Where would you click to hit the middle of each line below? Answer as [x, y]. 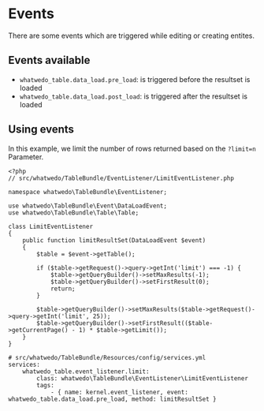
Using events [41, 130]
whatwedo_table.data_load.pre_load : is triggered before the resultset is [135, 79]
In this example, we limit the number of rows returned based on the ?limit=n [132, 148]
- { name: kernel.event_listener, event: [119, 392]
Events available [49, 60]
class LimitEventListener [50, 226]
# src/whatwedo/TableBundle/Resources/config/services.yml [107, 357]
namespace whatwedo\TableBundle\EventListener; [88, 192]
